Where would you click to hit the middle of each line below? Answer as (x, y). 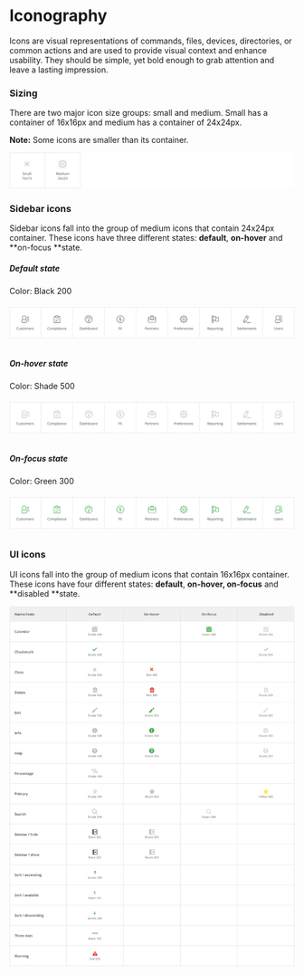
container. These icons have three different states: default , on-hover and (146, 238)
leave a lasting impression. (59, 70)
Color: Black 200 (41, 291)
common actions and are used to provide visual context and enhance (138, 50)
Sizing (24, 93)
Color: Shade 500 (42, 387)
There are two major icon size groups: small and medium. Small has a (139, 113)
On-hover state (39, 363)
